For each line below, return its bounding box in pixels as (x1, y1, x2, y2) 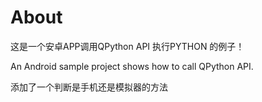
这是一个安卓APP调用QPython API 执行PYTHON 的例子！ (10, 40, 245, 52)
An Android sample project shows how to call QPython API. (10, 60, 254, 72)
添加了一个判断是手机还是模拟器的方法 (10, 81, 168, 93)
